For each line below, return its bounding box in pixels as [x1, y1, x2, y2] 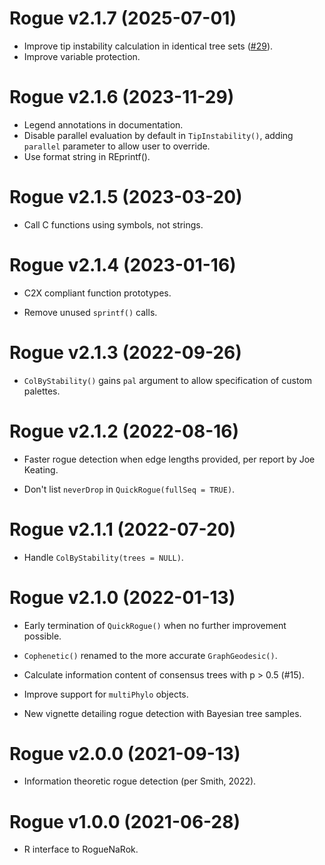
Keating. [23, 463, 59, 476]
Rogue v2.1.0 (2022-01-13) [9, 586, 236, 609]
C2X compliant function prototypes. [23, 287, 172, 299]
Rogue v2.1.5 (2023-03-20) [9, 186, 243, 209]
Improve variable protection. [23, 50, 141, 62]
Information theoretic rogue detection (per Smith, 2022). [23, 775, 257, 787]
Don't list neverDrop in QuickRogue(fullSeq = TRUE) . [23, 483, 236, 495]
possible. [23, 630, 62, 642]
